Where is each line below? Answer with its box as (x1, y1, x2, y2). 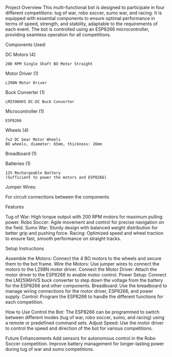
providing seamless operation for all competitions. (5, 32, 111, 37)
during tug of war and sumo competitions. (5, 346, 94, 352)
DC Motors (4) (5, 51, 36, 57)
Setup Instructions (5, 246, 45, 251)
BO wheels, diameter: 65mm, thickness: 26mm (5, 142, 102, 147)
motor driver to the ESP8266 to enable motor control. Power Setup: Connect (5, 272, 167, 277)
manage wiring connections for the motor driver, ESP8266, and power (5, 288, 154, 294)
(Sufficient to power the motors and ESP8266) (5, 175, 107, 180)
